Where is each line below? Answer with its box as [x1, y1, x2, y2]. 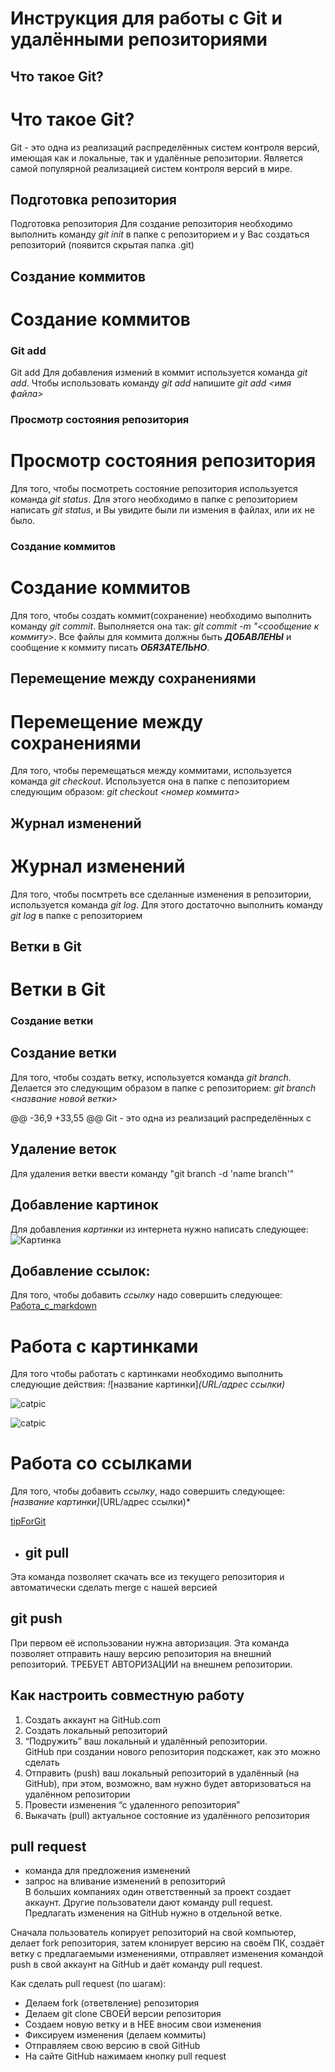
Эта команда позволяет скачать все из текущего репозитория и [10, 1571, 285, 1583]
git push [10, 1610, 63, 1627]
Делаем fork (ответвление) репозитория [24, 1997, 200, 2009]
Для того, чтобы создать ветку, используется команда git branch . [10, 1071, 292, 1083]
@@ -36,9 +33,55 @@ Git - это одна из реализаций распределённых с [10, 1112, 312, 1124]
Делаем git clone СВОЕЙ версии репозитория [24, 2008, 222, 2020]
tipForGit [10, 1515, 47, 1527]
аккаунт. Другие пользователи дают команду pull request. [24, 1897, 274, 1909]
